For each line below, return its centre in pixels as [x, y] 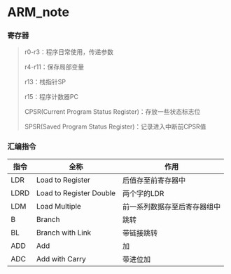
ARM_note [38, 12]
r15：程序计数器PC [51, 97]
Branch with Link [64, 233]
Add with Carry [61, 259]
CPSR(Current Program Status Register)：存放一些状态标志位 [112, 112]
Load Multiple [59, 206]
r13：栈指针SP [45, 82]
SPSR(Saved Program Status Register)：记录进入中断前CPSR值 [115, 126]
